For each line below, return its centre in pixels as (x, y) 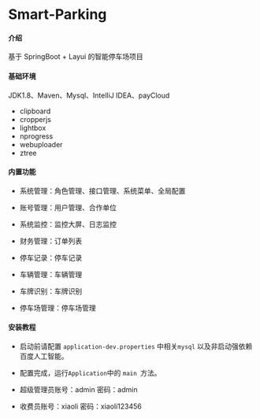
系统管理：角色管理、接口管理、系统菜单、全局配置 (102, 191)
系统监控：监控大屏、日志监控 (68, 224)
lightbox (33, 128)
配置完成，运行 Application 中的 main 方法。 (90, 373)
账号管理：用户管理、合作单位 (68, 207)
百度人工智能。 (44, 356)
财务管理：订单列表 (51, 241)
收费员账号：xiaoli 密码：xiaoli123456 (80, 406)
